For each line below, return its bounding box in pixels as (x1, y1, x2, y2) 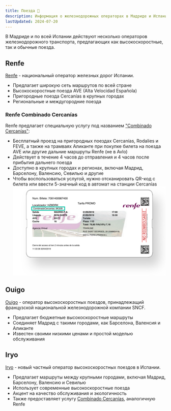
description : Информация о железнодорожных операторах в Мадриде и (5, 13, 152, 19)
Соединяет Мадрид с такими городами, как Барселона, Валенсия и (12, 320, 161, 326)
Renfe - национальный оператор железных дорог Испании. (5, 73, 134, 79)
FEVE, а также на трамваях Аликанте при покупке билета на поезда (12, 143, 161, 149)
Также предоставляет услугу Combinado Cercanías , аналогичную (12, 395, 156, 401)
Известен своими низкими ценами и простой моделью (12, 330, 133, 336)
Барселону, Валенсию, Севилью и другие (12, 170, 104, 176)
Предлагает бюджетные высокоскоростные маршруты (12, 314, 133, 320)
